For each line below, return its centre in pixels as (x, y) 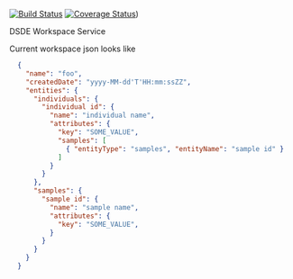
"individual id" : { (78, 107)
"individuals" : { (66, 99)
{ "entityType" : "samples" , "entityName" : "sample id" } (175, 148)
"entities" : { (52, 90)
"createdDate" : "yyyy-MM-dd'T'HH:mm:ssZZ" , (109, 82)
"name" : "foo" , (54, 73)
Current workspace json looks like (73, 49)
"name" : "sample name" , (94, 207)
